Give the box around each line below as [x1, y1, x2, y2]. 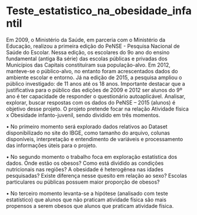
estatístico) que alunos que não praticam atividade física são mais [6, 196, 167, 203]
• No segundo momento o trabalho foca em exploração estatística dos [6, 153, 178, 160]
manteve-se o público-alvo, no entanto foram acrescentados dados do [6, 67, 178, 74]
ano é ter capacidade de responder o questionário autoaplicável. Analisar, [6, 93, 186, 100]
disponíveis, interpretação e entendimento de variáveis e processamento [6, 135, 183, 142]
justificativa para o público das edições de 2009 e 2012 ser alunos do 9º [6, 86, 183, 93]
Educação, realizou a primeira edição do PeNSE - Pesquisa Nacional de [6, 43, 180, 50]
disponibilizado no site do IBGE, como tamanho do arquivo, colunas [6, 129, 170, 136]
